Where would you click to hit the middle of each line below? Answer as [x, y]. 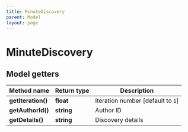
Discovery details [119, 120]
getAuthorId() [29, 111]
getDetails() [26, 120]
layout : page [22, 23]
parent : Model [24, 17]
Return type [72, 91]
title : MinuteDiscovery [36, 12]
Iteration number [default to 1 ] [137, 100]
